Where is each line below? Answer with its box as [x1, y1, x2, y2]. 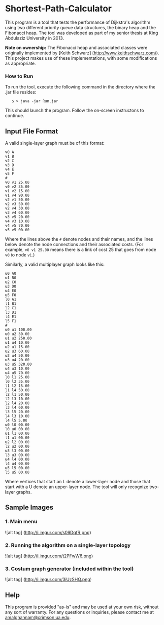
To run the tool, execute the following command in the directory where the [5, 84, 156, 90]
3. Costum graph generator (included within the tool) [5, 565, 134, 572]
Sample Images [5, 503, 54, 512]
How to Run [5, 73, 33, 80]
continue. [5, 113, 25, 119]
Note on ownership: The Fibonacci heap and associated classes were [5, 44, 148, 50]
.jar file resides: [5, 89, 36, 95]
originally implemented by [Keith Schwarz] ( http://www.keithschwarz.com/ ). [5, 50, 159, 56]
